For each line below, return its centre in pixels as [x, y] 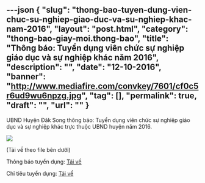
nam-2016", [29, 29]
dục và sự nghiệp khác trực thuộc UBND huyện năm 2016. [79, 126]
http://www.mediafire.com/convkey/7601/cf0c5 [105, 86]
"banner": [26, 77]
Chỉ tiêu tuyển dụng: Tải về [40, 173]
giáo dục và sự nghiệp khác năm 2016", [82, 58]
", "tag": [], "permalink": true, [139, 96]
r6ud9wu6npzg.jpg [44, 96]
